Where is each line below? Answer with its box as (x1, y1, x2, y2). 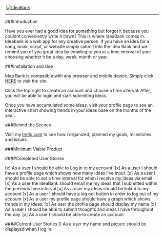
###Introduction (5, 19, 38, 24)
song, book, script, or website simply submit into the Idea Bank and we (5, 44, 147, 49)
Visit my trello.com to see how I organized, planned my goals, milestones (5, 132, 152, 137)
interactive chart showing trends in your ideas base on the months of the (5, 107, 151, 113)
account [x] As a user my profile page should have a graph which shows (5, 196, 151, 202)
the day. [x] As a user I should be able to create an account (5, 212, 124, 217)
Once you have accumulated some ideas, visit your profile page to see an (5, 102, 153, 108)
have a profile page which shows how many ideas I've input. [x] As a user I (5, 170, 156, 176)
